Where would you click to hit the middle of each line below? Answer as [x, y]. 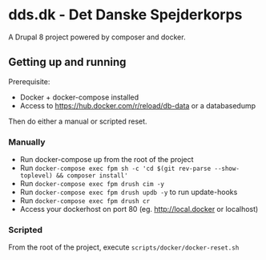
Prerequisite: [29, 81]
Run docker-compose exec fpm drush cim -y [92, 184]
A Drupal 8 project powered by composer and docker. [97, 37]
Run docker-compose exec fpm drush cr [85, 201]
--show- [227, 169]
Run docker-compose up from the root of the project [107, 160]
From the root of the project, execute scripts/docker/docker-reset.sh [124, 247]
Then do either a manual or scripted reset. [78, 121]
